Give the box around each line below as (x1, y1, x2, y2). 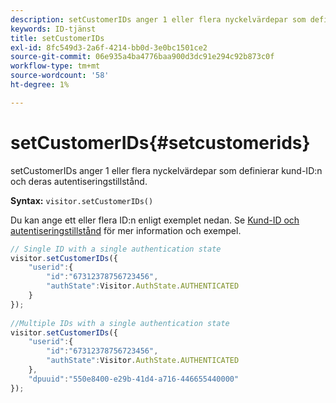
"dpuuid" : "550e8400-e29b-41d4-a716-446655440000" (28, 374, 240, 384)
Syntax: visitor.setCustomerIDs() (10, 194, 154, 206)
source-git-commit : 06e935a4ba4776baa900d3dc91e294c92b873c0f (10, 52, 275, 62)
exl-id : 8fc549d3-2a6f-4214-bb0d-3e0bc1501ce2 (10, 42, 208, 53)
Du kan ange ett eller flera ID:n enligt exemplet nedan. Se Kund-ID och (10, 214, 300, 226)
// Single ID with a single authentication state (10, 244, 222, 254)
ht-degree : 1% (10, 80, 70, 90)
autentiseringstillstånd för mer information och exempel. (10, 224, 242, 236)
